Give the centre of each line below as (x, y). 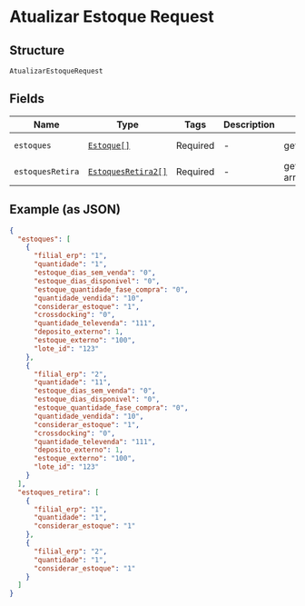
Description (249, 124)
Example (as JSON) (65, 209)
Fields (27, 99)
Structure (37, 50)
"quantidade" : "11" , (72, 382)
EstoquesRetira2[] (128, 171)
